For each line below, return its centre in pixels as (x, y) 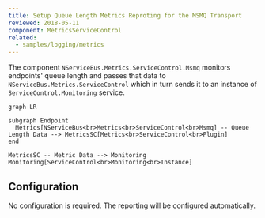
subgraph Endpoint (38, 121)
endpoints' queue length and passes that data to (87, 76)
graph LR (23, 107)
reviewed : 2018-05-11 (44, 23)
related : (23, 38)
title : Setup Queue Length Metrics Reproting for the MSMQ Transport (125, 15)
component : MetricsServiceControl (65, 30)
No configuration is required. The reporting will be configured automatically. (132, 205)
